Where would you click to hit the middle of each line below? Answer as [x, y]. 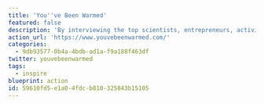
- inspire [31, 74]
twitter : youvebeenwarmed [50, 59]
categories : [27, 45]
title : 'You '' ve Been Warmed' [58, 15]
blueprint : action [38, 81]
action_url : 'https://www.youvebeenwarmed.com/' [89, 37]
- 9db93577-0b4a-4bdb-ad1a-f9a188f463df [82, 52]
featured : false [35, 23]
